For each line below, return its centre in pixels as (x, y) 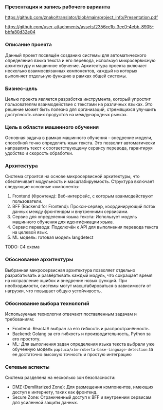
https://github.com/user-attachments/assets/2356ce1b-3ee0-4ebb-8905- (80, 27)
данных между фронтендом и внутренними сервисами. (70, 212)
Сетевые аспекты (27, 367)
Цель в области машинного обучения (52, 127)
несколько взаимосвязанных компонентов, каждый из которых (71, 71)
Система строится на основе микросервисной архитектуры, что (72, 177)
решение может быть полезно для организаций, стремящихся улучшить (81, 109)
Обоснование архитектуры (39, 260)
